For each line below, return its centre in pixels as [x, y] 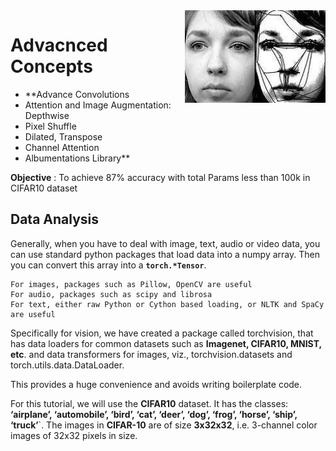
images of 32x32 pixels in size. [74, 435]
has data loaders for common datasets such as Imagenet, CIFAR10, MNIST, [166, 343]
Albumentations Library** [77, 158]
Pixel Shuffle [50, 126]
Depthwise [47, 115]
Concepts [51, 66]
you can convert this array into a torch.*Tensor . [108, 265]
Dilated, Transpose [63, 136]
